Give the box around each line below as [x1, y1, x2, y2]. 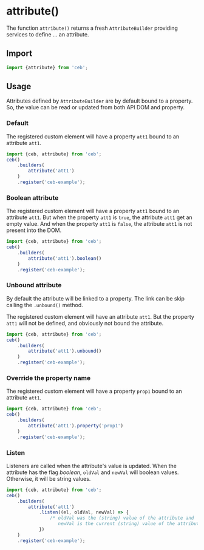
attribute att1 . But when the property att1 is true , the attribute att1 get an [6, 214, 192, 221]
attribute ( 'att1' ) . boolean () [28, 255, 102, 262]
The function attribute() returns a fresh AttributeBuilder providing [6, 24, 178, 32]
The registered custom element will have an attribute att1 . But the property [6, 313, 194, 320]
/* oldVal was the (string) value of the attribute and [49, 515, 194, 521]
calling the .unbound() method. [6, 301, 83, 308]
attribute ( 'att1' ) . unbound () [28, 348, 102, 355]
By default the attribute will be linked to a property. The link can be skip [6, 294, 185, 302]
